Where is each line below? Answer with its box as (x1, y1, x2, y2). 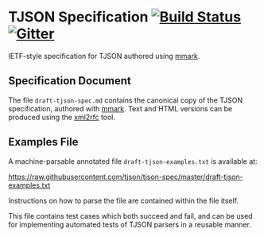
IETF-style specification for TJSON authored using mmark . (8, 51, 200, 60)
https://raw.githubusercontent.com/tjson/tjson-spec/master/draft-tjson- (8, 172, 244, 181)
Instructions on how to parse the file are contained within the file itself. (8, 196, 239, 205)
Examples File (8, 135, 79, 149)
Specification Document (8, 74, 131, 87)
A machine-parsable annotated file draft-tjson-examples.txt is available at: (8, 156, 258, 166)
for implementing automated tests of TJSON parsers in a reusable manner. (8, 220, 252, 229)
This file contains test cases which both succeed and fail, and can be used (8, 211, 253, 220)
